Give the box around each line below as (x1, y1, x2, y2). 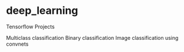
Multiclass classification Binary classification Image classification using (6, 34, 179, 41)
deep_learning (6, 4, 78, 17)
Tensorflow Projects (6, 23, 55, 30)
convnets (6, 40, 29, 47)
